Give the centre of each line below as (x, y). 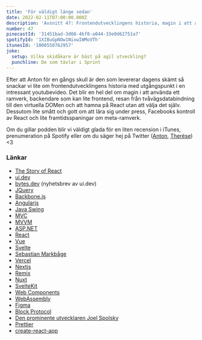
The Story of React (38, 171)
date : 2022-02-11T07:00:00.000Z (47, 17)
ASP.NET (26, 228)
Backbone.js (30, 196)
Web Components (37, 292)
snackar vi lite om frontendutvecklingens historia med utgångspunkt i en (96, 85)
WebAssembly (33, 298)
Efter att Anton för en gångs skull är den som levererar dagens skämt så (95, 79)
